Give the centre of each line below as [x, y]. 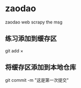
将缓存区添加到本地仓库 [40, 67]
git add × [14, 51]
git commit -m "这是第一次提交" [37, 80]
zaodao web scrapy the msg [34, 22]
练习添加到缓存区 [31, 39]
